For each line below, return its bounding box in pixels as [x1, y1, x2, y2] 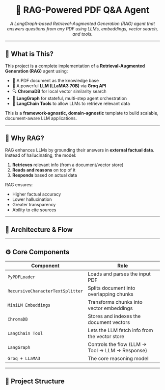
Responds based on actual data [12, 172, 77, 178]
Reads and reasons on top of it [12, 167, 76, 173]
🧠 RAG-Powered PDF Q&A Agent [15, 4, 150, 16]
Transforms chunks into [87, 299, 142, 306]
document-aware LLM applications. [5, 115, 77, 121]
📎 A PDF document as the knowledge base [12, 77, 99, 83]
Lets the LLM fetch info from [87, 327, 153, 334]
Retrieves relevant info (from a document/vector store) [12, 162, 124, 168]
